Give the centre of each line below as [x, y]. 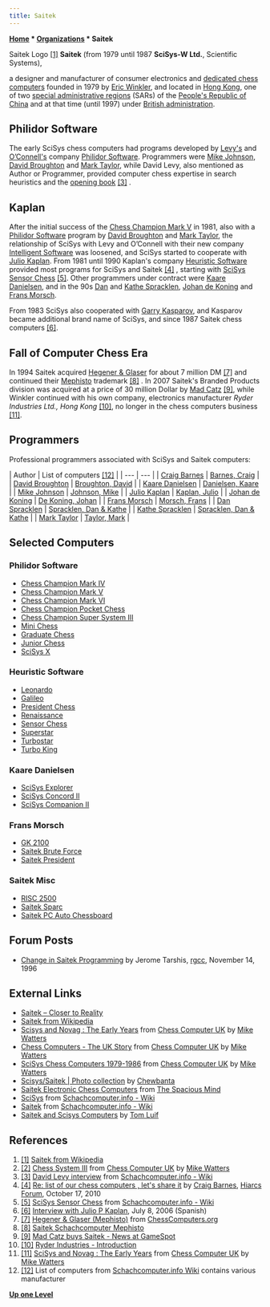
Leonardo [36, 689]
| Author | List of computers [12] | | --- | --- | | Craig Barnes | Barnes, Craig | [134, 475]
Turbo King [39, 749]
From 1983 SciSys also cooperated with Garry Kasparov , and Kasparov [126, 311]
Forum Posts [41, 941]
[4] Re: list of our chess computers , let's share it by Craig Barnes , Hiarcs [141, 1185]
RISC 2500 [38, 898]
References [38, 1140]
